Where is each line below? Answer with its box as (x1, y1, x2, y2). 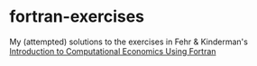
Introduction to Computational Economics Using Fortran (9, 45, 216, 56)
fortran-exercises (9, 6, 145, 27)
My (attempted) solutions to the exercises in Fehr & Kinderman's (9, 36, 248, 47)
